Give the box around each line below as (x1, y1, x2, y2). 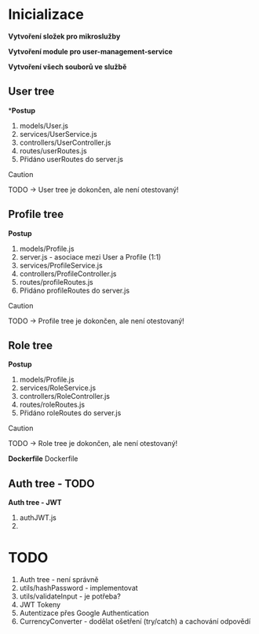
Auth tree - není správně (19, 575, 100, 584)
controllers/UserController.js (19, 138, 111, 147)
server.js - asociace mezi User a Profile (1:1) (19, 252, 162, 261)
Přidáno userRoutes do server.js (19, 154, 124, 164)
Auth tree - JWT (8, 498, 62, 507)
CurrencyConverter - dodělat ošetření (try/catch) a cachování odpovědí (19, 617, 251, 626)
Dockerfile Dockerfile (8, 454, 78, 463)
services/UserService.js (19, 129, 97, 138)
